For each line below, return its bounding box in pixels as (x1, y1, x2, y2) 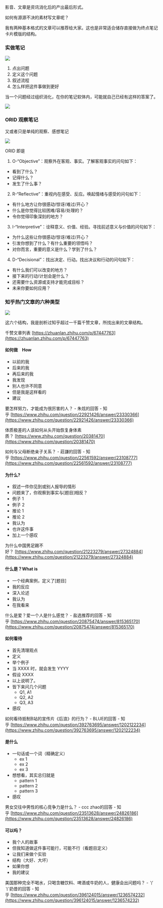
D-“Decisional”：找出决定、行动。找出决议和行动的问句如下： (12, 257, 135, 262)
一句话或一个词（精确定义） (12, 751, 68, 756)
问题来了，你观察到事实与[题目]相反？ (12, 490, 88, 496)
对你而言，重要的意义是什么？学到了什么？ (12, 246, 98, 252)
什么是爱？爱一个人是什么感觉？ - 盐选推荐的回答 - (5, 612, 106, 618)
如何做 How (5, 347, 32, 353)
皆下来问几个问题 (12, 683, 47, 689)
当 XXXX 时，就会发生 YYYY (12, 665, 69, 671)
